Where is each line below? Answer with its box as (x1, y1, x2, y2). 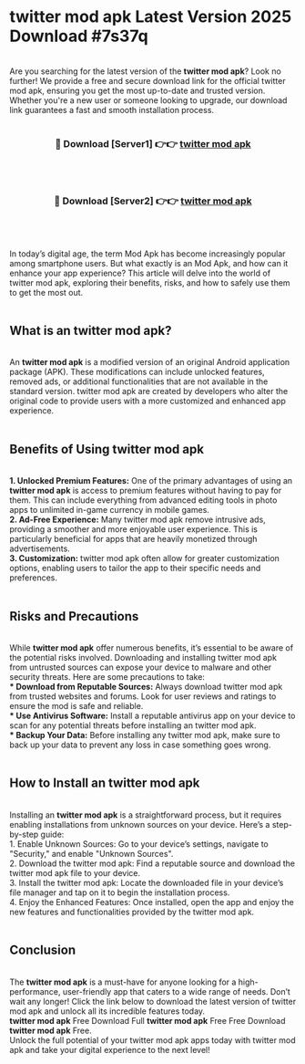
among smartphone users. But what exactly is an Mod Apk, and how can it (9, 257, 289, 268)
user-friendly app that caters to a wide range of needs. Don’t (62, 986, 291, 996)
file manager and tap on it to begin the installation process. (9, 887, 230, 898)
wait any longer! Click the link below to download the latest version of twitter (9, 996, 297, 1007)
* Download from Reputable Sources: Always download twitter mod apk (9, 681, 283, 692)
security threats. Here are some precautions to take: (9, 671, 205, 682)
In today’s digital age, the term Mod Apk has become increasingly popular (9, 248, 286, 259)
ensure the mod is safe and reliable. (9, 700, 144, 711)
